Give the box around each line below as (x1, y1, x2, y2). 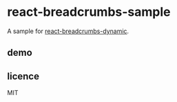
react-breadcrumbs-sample (7, 4, 171, 20)
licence (7, 70, 40, 82)
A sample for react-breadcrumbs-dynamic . (7, 27, 129, 35)
